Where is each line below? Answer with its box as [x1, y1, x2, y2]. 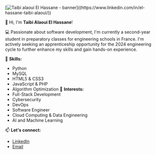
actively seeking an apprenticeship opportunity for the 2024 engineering [5, 42, 152, 47]
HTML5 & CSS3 [12, 76, 44, 82]
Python [12, 66, 27, 71]
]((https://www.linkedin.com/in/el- [76, 5, 145, 10]
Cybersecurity [12, 97, 42, 102]
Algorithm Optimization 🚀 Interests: [12, 86, 84, 92]
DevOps [12, 102, 29, 108]
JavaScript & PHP [12, 81, 48, 87]
